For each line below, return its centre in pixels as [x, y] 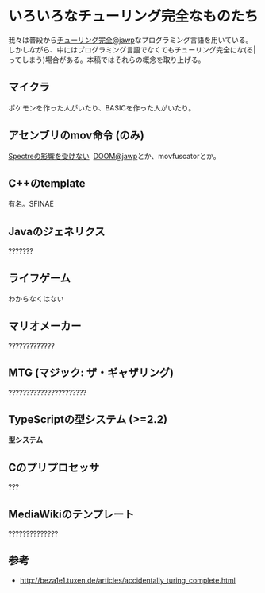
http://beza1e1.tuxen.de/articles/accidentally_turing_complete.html [127, 580]
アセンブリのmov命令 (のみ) [77, 136]
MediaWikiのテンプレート [71, 514]
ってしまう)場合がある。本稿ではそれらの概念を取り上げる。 [107, 60]
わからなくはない [36, 298]
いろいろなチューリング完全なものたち [134, 16]
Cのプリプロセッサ [54, 467]
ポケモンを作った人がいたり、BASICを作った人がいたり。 [102, 107]
